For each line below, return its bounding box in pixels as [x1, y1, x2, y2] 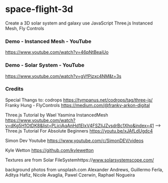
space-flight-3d [5, 3, 74, 15]
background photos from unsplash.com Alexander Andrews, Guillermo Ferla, [5, 166, 163, 172]
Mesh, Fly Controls [5, 25, 44, 31]
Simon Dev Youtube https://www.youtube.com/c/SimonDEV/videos [5, 137, 144, 143]
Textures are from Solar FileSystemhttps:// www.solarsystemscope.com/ [5, 156, 154, 163]
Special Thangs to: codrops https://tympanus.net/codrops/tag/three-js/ [5, 96, 153, 103]
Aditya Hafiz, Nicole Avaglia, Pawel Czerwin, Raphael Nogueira [5, 171, 135, 178]
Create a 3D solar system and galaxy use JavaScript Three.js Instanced [5, 20, 153, 26]
